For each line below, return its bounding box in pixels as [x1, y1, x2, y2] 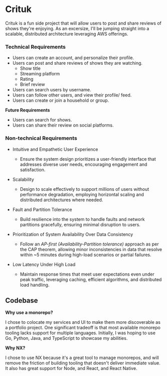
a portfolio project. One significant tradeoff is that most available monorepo [5, 325, 160, 331]
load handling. [20, 282, 50, 288]
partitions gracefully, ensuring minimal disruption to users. [20, 221, 140, 227]
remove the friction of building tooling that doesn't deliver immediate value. [5, 360, 160, 366]
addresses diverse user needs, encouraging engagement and [20, 161, 147, 167]
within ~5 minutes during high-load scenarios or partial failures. [20, 252, 151, 258]
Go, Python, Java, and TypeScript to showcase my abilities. [5, 335, 128, 341]
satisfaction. [20, 167, 46, 173]
